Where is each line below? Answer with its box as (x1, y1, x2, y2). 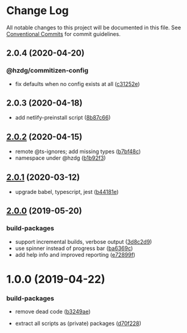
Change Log (6, 4, 69, 18)
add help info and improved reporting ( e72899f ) (15, 251, 136, 258)
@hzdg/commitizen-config (6, 66, 89, 75)
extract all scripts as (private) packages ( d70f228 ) (15, 320, 141, 327)
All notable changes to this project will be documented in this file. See (6, 24, 182, 31)
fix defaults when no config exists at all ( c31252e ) (15, 80, 140, 87)
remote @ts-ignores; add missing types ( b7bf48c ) (15, 148, 141, 156)
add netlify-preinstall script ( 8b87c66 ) (15, 114, 111, 121)
